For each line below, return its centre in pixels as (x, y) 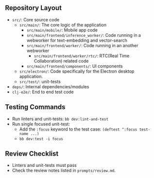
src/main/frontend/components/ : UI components (75, 66)
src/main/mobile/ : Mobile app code (62, 30)
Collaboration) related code (61, 61)
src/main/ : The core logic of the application (63, 25)
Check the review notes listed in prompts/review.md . (64, 170)
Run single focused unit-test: (41, 124)
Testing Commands (35, 107)
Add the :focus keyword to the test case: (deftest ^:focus (78, 129)
